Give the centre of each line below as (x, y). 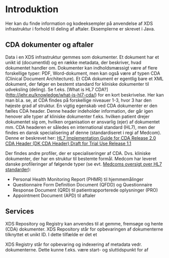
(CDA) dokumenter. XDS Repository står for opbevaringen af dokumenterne (84, 229)
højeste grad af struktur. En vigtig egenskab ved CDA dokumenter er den (81, 106)
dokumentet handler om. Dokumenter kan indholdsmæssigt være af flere (81, 68)
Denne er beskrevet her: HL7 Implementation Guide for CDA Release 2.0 (81, 138)
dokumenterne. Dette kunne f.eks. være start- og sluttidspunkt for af (77, 249)
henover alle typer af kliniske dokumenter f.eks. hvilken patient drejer (77, 116)
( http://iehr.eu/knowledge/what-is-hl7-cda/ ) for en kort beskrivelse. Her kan (84, 94)
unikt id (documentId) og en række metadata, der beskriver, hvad (73, 62)
